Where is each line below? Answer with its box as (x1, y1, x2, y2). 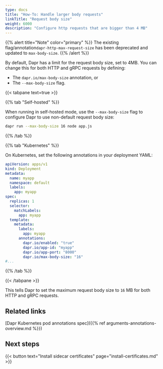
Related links (5, 307, 46, 315)
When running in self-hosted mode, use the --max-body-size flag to (5, 109, 143, 115)
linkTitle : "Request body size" (5, 16, 72, 21)
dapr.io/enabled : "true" (23, 240, 75, 246)
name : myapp (9, 175, 35, 181)
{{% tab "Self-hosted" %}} (5, 99, 60, 105)
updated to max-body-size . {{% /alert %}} (5, 50, 89, 56)
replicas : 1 (9, 199, 35, 204)
